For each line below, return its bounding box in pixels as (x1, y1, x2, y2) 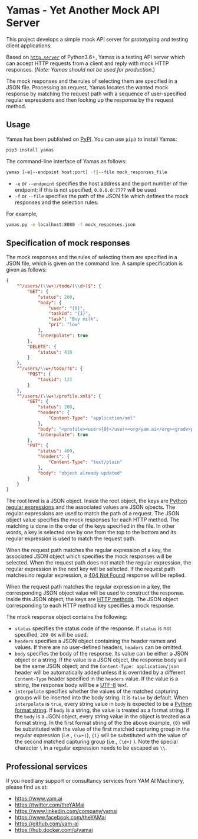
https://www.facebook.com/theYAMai (14, 814, 106, 821)
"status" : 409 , (37, 448, 75, 454)
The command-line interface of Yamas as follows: (6, 157, 127, 164)
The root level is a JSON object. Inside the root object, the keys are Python (6, 498, 187, 505)
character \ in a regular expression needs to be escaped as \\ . (14, 744, 167, 751)
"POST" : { (27, 371, 51, 377)
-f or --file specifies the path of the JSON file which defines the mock (14, 192, 189, 199)
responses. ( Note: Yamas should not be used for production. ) (6, 66, 155, 73)
